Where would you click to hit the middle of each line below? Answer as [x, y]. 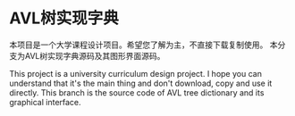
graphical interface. [46, 102]
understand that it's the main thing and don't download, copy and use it [141, 83]
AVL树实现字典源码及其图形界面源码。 [95, 55]
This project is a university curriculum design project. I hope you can [135, 73]
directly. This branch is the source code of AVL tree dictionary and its [137, 92]
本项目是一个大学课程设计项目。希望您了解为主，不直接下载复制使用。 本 [143, 45]
